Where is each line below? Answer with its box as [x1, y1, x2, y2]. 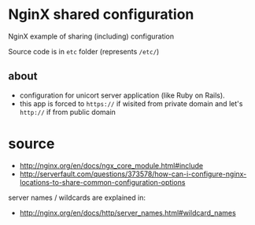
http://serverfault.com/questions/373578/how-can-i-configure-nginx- [19, 169, 247, 179]
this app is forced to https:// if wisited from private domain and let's [19, 98, 243, 108]
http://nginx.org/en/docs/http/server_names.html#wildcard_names [19, 208, 236, 217]
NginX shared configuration [8, 6, 194, 24]
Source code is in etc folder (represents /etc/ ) [8, 46, 160, 56]
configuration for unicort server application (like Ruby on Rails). [19, 90, 226, 100]
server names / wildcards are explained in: [8, 193, 146, 202]
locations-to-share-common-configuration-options [19, 177, 186, 186]
